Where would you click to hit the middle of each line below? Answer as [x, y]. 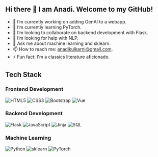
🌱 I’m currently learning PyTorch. [47, 27]
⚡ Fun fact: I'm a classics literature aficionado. [61, 57]
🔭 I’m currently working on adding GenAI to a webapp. [69, 21]
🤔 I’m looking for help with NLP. [46, 38]
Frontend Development [34, 89]
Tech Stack [23, 75]
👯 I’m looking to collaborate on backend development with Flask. [81, 32]
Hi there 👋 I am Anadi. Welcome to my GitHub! [79, 9]
